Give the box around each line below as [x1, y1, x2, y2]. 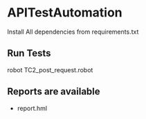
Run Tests [7, 47, 51, 59]
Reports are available [7, 86, 100, 98]
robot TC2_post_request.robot [7, 65, 93, 74]
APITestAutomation [7, 5, 122, 21]
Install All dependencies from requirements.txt [7, 28, 139, 36]
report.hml [17, 104, 47, 112]
